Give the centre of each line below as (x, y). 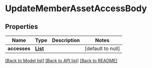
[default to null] (102, 48)
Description (66, 40)
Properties (22, 27)
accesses (19, 48)
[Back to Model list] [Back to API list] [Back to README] (61, 61)
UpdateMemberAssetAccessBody (76, 9)
